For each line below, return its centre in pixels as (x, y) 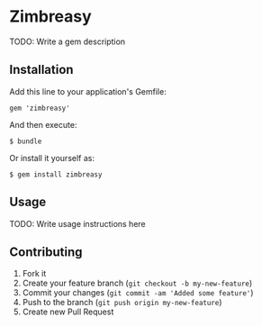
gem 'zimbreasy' (40, 108)
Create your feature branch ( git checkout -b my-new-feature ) (137, 283)
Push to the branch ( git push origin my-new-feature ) (122, 303)
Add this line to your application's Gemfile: (88, 91)
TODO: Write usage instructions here (77, 223)
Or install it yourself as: (52, 158)
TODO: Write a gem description (68, 41)
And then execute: (43, 124)
